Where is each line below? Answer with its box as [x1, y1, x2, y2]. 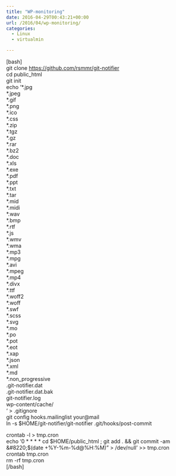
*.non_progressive [6, 376, 51, 382]
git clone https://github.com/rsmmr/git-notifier [6, 65, 120, 72]
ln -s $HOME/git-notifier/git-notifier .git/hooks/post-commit [6, 420, 152, 427]
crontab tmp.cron [6, 450, 49, 457]
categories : [6, 25, 36, 32]
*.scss [6, 312, 21, 319]
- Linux [11, 31, 31, 37]
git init [6, 77, 22, 84]
